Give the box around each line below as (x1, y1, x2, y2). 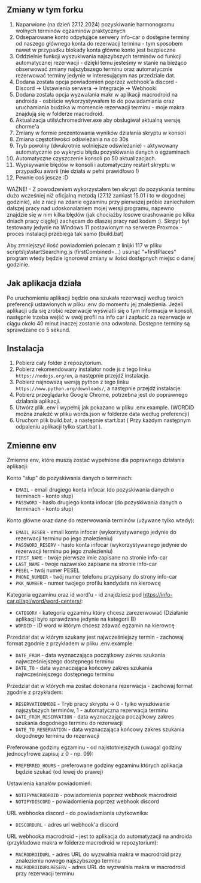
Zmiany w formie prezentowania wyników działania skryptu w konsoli (15, 129, 186, 136)
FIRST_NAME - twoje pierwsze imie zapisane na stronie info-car (15, 554, 168, 561)
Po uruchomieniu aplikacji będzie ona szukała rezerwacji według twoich (7, 294, 184, 301)
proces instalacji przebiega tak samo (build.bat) (7, 230, 124, 237)
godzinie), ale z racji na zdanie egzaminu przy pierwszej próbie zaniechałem (7, 198, 195, 205)
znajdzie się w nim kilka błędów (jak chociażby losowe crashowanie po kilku (7, 211, 195, 218)
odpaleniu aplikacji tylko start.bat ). (15, 423, 102, 430)
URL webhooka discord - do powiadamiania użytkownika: (7, 810, 149, 817)
